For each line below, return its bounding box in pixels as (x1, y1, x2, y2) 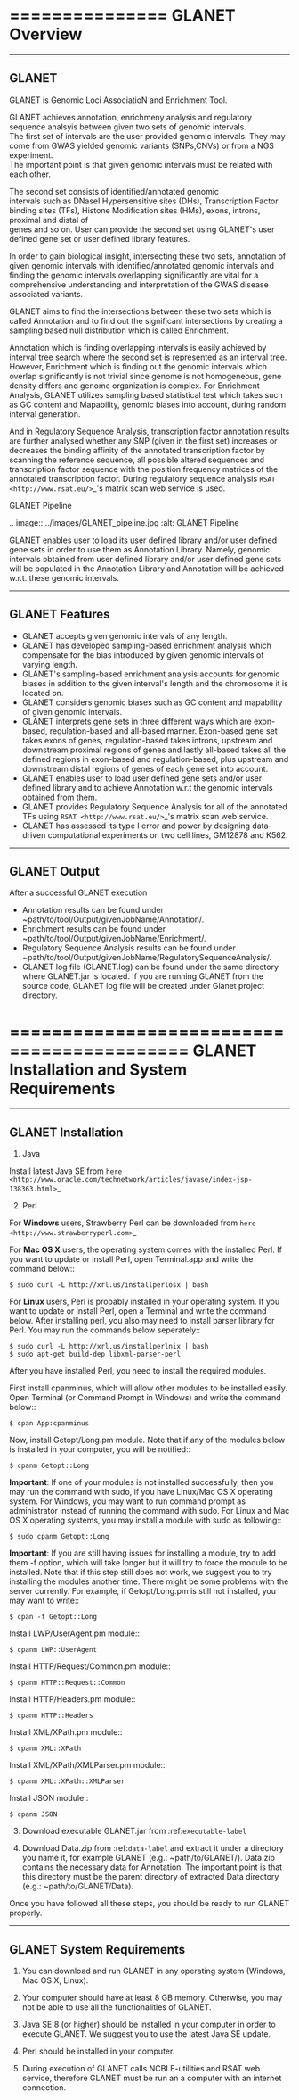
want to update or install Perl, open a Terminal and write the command (9, 1306, 267, 1316)
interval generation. (9, 408, 81, 419)
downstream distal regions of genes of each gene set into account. (21, 763, 269, 774)
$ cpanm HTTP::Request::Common (9, 1679, 125, 1688)
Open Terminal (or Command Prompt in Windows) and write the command (9, 1392, 282, 1403)
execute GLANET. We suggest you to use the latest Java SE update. (21, 2028, 271, 2039)
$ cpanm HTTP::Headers (9, 1711, 93, 1721)
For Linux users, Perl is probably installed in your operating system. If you (9, 1296, 280, 1307)
